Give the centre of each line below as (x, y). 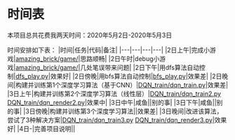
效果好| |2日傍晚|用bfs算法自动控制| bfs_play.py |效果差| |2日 (136, 76)
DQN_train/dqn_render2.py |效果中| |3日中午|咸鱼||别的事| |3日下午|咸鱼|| (112, 102)
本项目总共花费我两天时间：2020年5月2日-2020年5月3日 (90, 35)
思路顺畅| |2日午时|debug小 (120, 58)
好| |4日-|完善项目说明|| (41, 128)
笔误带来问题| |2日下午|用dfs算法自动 (146, 67)
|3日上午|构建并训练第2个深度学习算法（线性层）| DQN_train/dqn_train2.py (114, 93)
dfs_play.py (32, 76)
